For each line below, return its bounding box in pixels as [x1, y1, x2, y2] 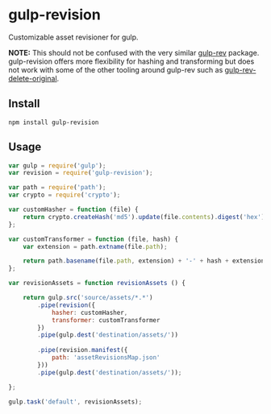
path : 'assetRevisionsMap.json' [51, 354, 161, 362]
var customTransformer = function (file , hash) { [8, 235, 179, 243]
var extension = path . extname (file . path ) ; [23, 242, 168, 250]
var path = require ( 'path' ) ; [8, 184, 106, 192]
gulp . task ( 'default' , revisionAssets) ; [8, 397, 143, 406]
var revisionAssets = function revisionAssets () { [8, 279, 186, 288]
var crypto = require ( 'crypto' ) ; [8, 191, 121, 199]
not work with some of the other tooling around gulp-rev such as [8, 64, 223, 74]
